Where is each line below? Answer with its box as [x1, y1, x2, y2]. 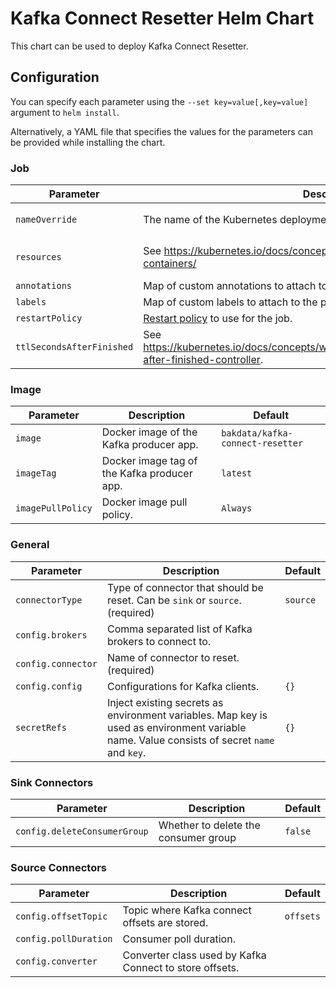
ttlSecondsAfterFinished [15, 342, 134, 353]
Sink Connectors [10, 775, 94, 789]
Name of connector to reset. [106, 650, 240, 664]
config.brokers [15, 629, 88, 641]
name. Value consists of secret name [106, 733, 275, 747]
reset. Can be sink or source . [106, 593, 242, 607]
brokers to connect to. [106, 634, 212, 648]
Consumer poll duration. [122, 932, 236, 946]
